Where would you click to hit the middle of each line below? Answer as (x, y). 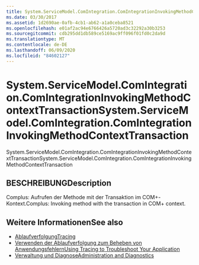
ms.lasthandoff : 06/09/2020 (41, 50)
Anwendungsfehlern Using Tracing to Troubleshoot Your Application (97, 249)
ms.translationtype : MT (36, 39)
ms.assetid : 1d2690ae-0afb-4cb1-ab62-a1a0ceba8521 (70, 23)
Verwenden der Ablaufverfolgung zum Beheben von (78, 243)
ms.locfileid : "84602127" (38, 56)
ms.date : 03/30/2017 (32, 17)
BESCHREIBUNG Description (59, 183)
